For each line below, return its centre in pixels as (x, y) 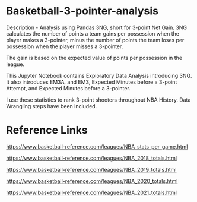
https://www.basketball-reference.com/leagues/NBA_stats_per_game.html (97, 146)
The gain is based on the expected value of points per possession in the (94, 58)
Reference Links (47, 130)
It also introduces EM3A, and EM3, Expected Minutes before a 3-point (92, 82)
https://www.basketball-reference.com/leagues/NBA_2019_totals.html (91, 169)
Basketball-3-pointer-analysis (82, 11)
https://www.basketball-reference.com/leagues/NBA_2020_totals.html (92, 181)
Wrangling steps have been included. (52, 106)
